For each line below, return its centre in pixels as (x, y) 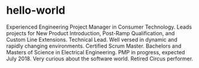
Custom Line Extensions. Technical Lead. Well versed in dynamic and (92, 39)
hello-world (36, 10)
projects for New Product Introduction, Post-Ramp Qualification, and (91, 33)
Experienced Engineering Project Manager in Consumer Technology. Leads (99, 27)
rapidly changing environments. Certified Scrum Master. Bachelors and (94, 46)
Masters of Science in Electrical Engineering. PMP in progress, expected (96, 52)
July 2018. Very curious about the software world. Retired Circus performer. (100, 58)
